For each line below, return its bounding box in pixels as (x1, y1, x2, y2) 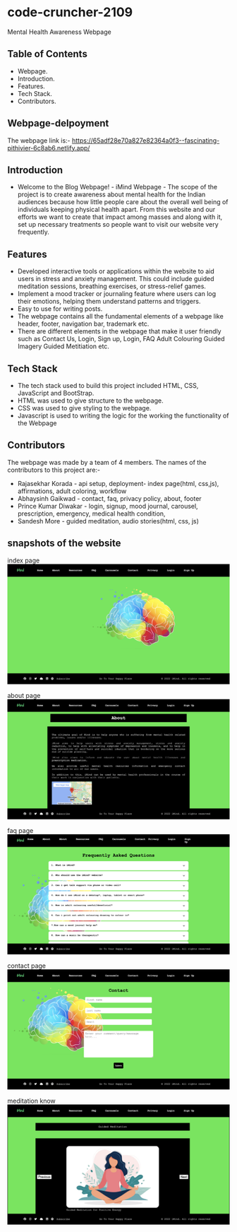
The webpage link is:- (7, 136, 71, 145)
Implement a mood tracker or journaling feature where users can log (17, 290, 217, 298)
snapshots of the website (7, 538, 121, 550)
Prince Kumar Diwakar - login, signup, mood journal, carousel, (17, 502, 199, 510)
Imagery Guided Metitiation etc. (17, 342, 109, 350)
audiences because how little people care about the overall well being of (17, 198, 229, 206)
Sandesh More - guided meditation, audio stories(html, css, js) (17, 516, 200, 525)
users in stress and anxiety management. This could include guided (17, 275, 214, 283)
